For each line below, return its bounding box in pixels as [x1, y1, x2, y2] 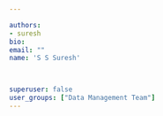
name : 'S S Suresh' [9, 54, 81, 63]
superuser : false [9, 85, 73, 94]
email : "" [9, 45, 46, 54]
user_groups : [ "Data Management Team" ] [9, 94, 156, 103]
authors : [9, 20, 41, 29]
